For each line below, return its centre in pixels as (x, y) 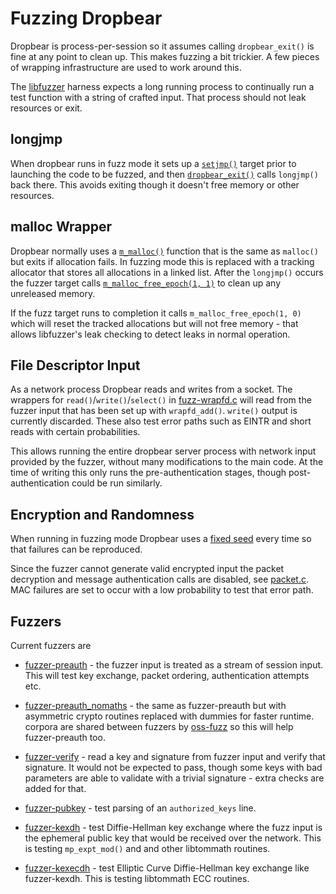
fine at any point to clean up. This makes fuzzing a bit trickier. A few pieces (165, 56)
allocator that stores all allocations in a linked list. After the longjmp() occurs (167, 272)
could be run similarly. (117, 483)
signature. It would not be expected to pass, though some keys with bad (173, 767)
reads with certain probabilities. (75, 432)
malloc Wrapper (61, 227)
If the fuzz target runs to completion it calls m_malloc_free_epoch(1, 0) (156, 313)
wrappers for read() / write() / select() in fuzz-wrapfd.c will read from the (161, 400)
